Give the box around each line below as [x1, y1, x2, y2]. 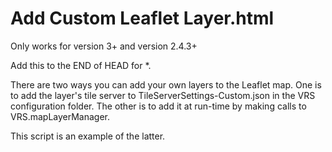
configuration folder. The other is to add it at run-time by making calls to [10, 100, 307, 112]
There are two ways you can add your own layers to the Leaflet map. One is [10, 78, 322, 91]
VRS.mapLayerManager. [10, 110, 111, 122]
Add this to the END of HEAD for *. [10, 59, 152, 71]
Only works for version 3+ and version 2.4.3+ [10, 40, 198, 52]
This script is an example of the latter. [10, 130, 166, 142]
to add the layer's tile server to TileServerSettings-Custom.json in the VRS [10, 89, 316, 101]
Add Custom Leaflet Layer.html [10, 7, 275, 30]
